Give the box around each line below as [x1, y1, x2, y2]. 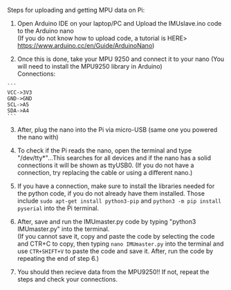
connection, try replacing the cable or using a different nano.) [17, 169, 193, 176]
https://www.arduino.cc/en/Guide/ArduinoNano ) [17, 42, 155, 49]
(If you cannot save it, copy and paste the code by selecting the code [17, 232, 215, 240]
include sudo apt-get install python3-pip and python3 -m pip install [17, 197, 221, 205]
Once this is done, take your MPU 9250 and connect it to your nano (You [17, 55, 225, 63]
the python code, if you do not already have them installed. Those [17, 189, 205, 197]
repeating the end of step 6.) [17, 255, 99, 262]
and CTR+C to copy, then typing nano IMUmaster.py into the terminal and [17, 239, 224, 248]
